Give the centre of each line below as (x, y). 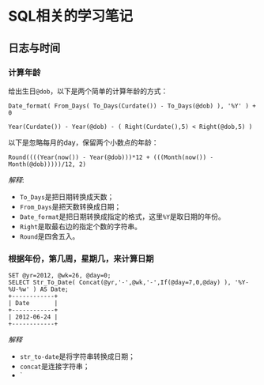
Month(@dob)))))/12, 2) (47, 164)
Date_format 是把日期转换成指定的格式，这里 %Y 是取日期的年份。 (122, 216)
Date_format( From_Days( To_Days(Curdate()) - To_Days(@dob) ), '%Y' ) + (132, 106)
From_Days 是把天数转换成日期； (70, 206)
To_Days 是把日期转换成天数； (67, 196)
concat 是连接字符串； (55, 366)
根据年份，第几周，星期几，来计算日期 (81, 259)
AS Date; (54, 289)
